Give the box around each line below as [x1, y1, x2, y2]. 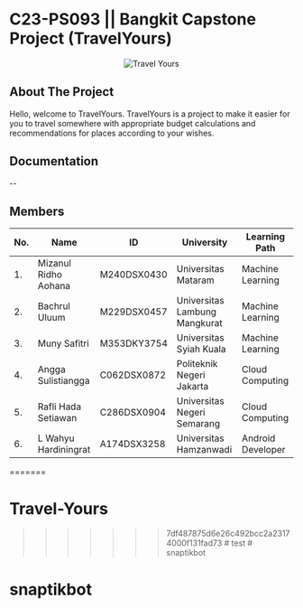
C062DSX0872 [99, 369, 167, 381]
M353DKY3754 [99, 337, 169, 350]
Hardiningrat [37, 444, 91, 456]
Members [9, 203, 65, 219]
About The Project [9, 84, 115, 99]
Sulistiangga [37, 375, 90, 388]
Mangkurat [176, 317, 223, 330]
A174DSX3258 [99, 438, 166, 451]
